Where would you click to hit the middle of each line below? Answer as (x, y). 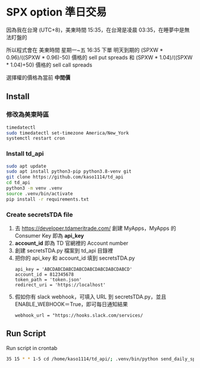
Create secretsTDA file (40, 214)
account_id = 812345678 (44, 275)
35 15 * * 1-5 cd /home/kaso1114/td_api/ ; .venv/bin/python (82, 359)
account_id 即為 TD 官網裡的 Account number (71, 243)
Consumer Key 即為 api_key (49, 235)
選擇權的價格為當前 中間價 (38, 77)
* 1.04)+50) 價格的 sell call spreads (49, 65)
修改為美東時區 (28, 115)
